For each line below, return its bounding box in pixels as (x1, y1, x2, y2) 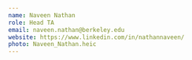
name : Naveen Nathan (8, 11, 76, 19)
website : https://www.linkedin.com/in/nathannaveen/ (8, 33, 185, 41)
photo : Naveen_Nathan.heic (8, 41, 97, 48)
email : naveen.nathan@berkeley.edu (8, 26, 125, 34)
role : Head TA (8, 19, 55, 26)
